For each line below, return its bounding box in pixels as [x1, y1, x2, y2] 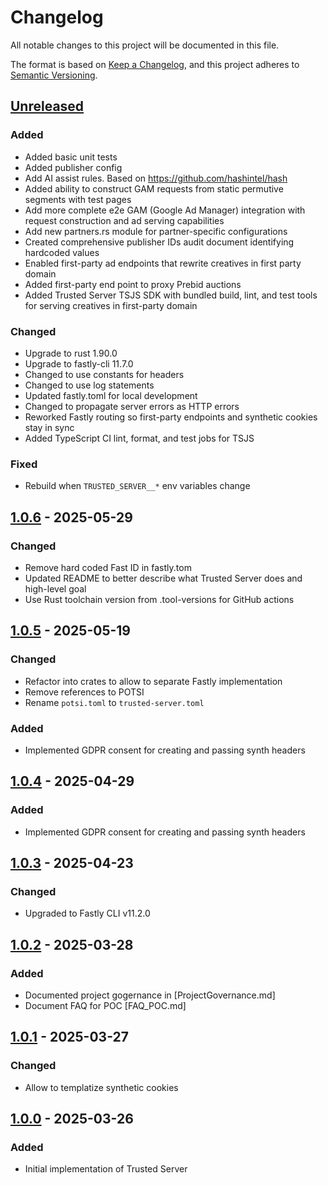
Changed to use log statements [24, 379, 155, 391]
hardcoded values [24, 246, 100, 258]
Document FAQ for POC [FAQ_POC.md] [24, 999, 187, 1011]
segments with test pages [24, 193, 132, 205]
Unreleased [10, 98, 85, 115]
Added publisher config [24, 161, 123, 173]
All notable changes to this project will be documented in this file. [10, 39, 280, 51]
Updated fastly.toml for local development [24, 389, 198, 401]
